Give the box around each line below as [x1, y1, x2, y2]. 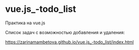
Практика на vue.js [5, 20, 46, 26]
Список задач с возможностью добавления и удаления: [5, 29, 125, 35]
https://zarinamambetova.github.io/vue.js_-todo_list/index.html [5, 39, 134, 45]
